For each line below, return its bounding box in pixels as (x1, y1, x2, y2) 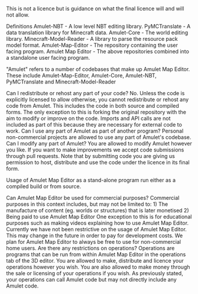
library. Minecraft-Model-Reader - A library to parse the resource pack (6, 35, 178, 42)
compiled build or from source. (6, 183, 82, 190)
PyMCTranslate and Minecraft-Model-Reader (6, 78, 116, 85)
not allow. (6, 11, 30, 18)
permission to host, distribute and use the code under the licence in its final (6, 159, 190, 166)
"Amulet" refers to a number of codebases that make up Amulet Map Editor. (6, 66, 190, 73)
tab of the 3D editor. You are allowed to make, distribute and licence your (6, 257, 184, 264)
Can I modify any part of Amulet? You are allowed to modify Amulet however (6, 140, 192, 147)
